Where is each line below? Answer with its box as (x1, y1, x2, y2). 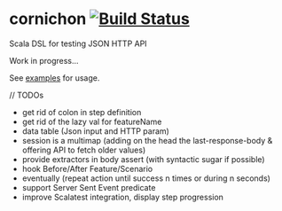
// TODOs (9, 90, 44, 100)
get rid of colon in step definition (21, 106, 142, 117)
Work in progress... (9, 55, 79, 66)
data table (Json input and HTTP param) (21, 125, 170, 137)
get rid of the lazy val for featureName (21, 116, 162, 127)
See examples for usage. (9, 72, 100, 83)
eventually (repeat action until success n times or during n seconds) (21, 173, 270, 184)
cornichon (9, 9, 87, 29)
